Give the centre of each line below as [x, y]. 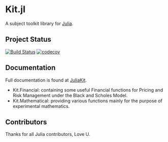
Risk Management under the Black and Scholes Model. [70, 95]
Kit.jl [15, 9]
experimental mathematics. [41, 106]
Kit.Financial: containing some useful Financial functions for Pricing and [88, 90]
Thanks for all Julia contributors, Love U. [48, 134]
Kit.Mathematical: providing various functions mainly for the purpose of [88, 101]
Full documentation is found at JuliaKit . [46, 80]
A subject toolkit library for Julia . [39, 23]
